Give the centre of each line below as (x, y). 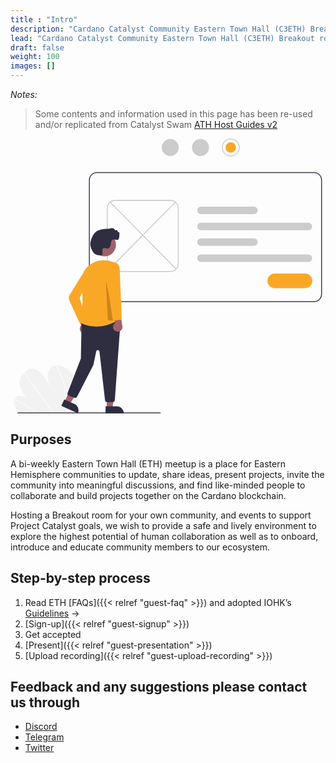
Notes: (24, 94)
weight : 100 (35, 57)
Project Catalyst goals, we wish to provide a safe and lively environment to (163, 525)
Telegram (44, 737)
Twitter (39, 748)
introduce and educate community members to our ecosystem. (140, 547)
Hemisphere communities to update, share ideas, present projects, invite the (167, 474)
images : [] (33, 66)
